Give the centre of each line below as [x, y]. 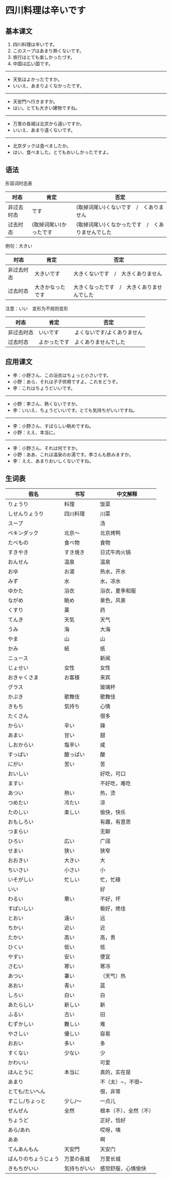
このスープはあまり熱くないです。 [48, 51]
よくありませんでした [100, 342]
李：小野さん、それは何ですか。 [46, 448]
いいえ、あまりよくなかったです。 [48, 86]
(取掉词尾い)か [49, 224]
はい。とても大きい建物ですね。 [46, 108]
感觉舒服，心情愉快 [123, 1169]
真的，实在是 [116, 1072]
